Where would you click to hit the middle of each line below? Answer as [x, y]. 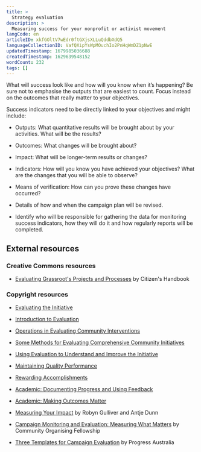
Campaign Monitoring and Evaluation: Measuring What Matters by [97, 424]
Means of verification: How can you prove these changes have [93, 187]
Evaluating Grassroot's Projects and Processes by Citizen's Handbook [102, 279]
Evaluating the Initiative [44, 307]
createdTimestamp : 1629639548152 [48, 57]
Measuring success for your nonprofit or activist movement [89, 29]
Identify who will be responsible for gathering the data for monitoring [101, 217]
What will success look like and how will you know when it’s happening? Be [100, 85]
